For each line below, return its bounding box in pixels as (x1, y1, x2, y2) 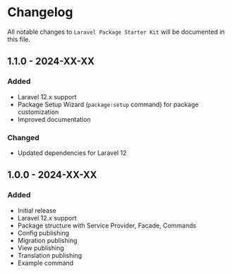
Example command (17, 259, 74, 267)
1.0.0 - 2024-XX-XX (7, 169, 97, 181)
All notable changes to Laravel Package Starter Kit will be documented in (7, 27, 226, 36)
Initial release (17, 206, 56, 215)
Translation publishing (17, 251, 83, 259)
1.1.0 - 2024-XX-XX (7, 56, 95, 68)
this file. (7, 35, 30, 43)
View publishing (17, 244, 65, 252)
